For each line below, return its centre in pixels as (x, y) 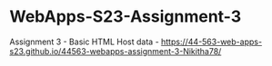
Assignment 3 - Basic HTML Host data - (84, 42)
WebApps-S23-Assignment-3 (126, 17)
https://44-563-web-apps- (211, 42)
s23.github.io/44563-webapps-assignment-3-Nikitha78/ (116, 51)
